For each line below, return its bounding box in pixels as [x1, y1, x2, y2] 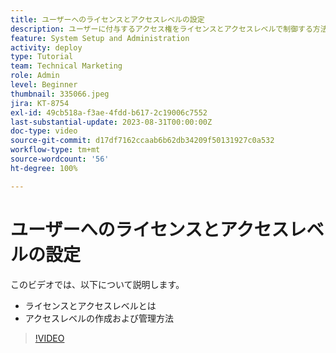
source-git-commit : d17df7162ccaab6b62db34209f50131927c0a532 [10, 136, 275, 146]
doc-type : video [10, 126, 78, 136]
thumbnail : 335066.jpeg [10, 89, 110, 99]
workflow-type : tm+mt [10, 145, 101, 155]
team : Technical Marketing [10, 61, 123, 71]
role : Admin [10, 71, 60, 81]
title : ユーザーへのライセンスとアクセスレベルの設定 [10, 14, 205, 25]
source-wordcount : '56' [10, 154, 110, 164]
